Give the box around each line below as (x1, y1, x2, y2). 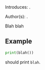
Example (5, 37, 32, 46)
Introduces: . (5, 4, 31, 10)
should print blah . (5, 59, 41, 65)
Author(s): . (5, 14, 28, 19)
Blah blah (5, 23, 24, 29)
